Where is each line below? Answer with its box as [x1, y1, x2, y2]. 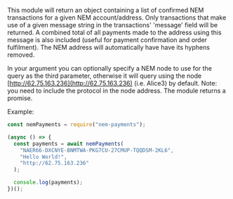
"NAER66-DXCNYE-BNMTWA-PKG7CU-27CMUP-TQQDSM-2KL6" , [20, 146, 174, 153]
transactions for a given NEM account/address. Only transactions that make [7, 13, 227, 22]
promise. [7, 94, 33, 102]
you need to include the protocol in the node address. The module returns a [7, 87, 226, 95]
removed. [7, 50, 35, 59]
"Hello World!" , [20, 153, 68, 160]
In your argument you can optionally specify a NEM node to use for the [7, 64, 213, 72]
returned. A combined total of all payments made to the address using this [7, 28, 222, 36]
